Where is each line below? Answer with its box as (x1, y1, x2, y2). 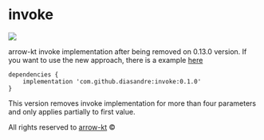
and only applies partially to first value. (8, 107, 136, 116)
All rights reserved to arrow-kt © (8, 122, 116, 132)
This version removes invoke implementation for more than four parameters (8, 98, 257, 108)
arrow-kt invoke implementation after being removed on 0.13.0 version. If (8, 46, 247, 56)
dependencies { (8, 70, 59, 79)
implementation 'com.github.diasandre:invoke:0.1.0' (22, 77, 202, 85)
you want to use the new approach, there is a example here (8, 55, 203, 64)
